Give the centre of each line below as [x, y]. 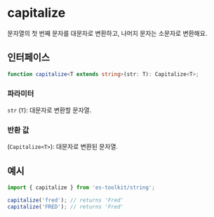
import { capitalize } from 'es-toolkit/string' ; [81, 188]
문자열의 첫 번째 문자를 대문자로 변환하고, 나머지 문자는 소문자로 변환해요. [107, 33]
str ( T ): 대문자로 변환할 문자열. [49, 110]
